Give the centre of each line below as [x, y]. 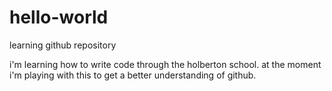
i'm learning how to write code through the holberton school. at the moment [165, 64]
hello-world [59, 17]
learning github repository [63, 45]
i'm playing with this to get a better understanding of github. [133, 75]
